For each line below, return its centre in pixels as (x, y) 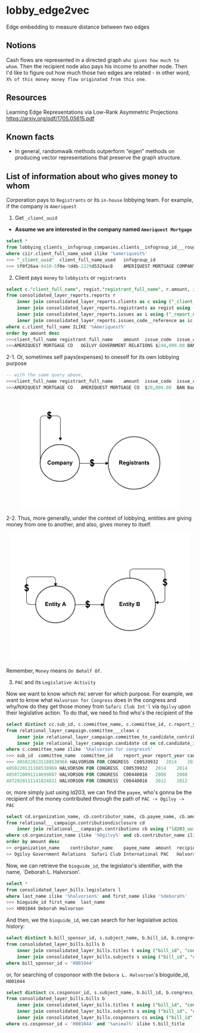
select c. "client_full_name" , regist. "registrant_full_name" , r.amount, (98, 289)
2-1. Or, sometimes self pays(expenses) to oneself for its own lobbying (93, 357)
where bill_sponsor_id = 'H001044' (50, 963)
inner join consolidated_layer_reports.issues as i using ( (93, 314)
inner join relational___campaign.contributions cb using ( (93, 829)
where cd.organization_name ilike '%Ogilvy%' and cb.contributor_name (96, 835)
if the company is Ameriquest (41, 207)
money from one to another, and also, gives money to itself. (79, 524)
